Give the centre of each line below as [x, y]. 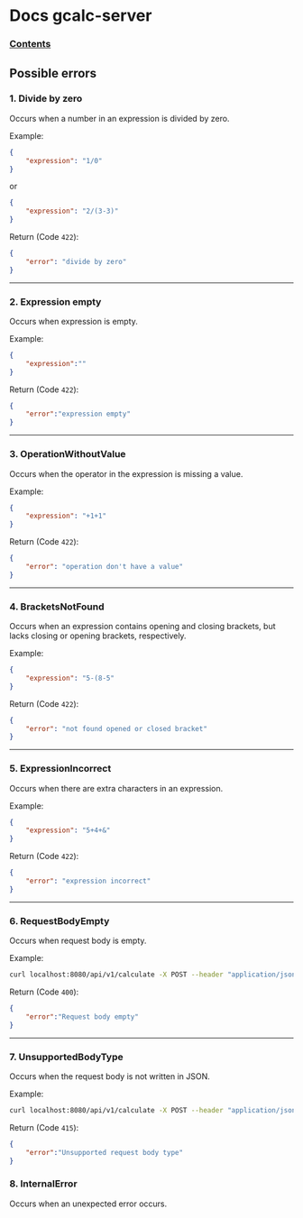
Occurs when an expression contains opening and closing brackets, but [143, 627]
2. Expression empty [55, 301]
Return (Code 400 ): [44, 992]
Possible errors [53, 73]
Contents [30, 44]
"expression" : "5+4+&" [68, 830]
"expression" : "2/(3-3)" [72, 211]
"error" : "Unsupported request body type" [104, 1152]
